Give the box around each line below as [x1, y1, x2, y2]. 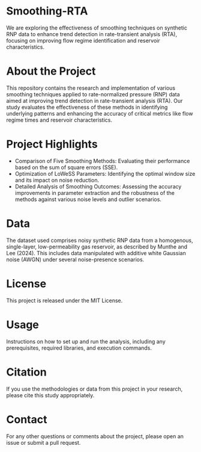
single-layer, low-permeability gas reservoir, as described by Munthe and [6, 243, 188, 250]
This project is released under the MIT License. [6, 297, 123, 304]
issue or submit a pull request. [6, 439, 81, 446]
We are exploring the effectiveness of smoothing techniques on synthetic [6, 24, 188, 31]
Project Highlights [6, 137, 98, 151]
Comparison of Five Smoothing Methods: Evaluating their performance [14, 157, 190, 164]
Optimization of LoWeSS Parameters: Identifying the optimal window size [14, 170, 196, 177]
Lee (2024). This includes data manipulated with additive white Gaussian [6, 249, 186, 256]
